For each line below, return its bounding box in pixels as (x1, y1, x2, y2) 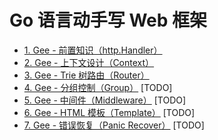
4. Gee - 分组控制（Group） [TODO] (23, 81, 173, 93)
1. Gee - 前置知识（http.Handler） (23, 44, 163, 56)
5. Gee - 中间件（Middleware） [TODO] (23, 94, 187, 106)
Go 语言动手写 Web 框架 (9, 9, 208, 32)
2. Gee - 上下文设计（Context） (23, 56, 155, 68)
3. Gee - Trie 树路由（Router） (23, 69, 150, 81)
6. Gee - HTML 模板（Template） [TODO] (23, 106, 196, 118)
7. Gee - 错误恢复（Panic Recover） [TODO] (23, 119, 205, 131)
